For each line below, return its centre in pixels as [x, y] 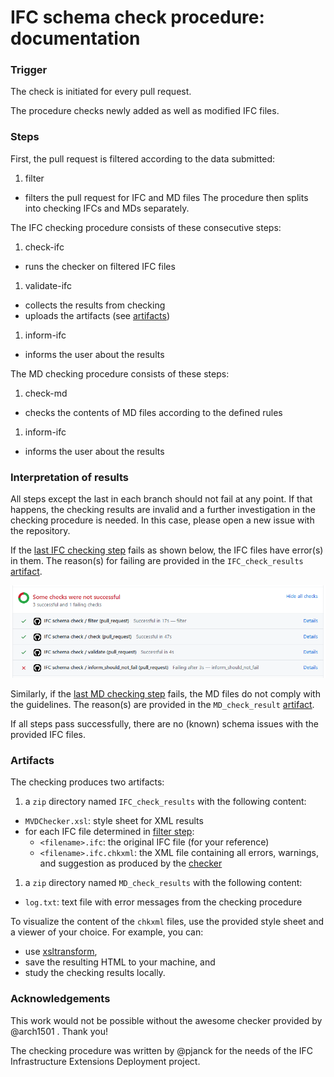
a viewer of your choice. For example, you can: [107, 932]
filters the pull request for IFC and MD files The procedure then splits [166, 197]
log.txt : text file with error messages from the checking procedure [163, 902]
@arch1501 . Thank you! [59, 1031]
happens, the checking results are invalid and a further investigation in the [163, 510]
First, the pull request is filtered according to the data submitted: [143, 158]
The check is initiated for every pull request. [101, 92]
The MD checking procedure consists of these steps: [120, 373]
